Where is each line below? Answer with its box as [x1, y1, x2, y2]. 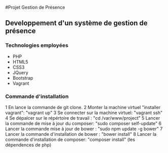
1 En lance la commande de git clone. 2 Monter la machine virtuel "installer [5, 104, 161, 110]
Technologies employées [5, 42, 68, 49]
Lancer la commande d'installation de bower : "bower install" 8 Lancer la [5, 131, 157, 137]
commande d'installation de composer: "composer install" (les [5, 136, 135, 142]
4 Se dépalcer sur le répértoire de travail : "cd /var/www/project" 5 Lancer [5, 115, 160, 121]
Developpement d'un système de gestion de [5, 19, 148, 27]
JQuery [12, 69, 29, 75]
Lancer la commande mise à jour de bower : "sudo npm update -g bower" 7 [5, 126, 163, 132]
